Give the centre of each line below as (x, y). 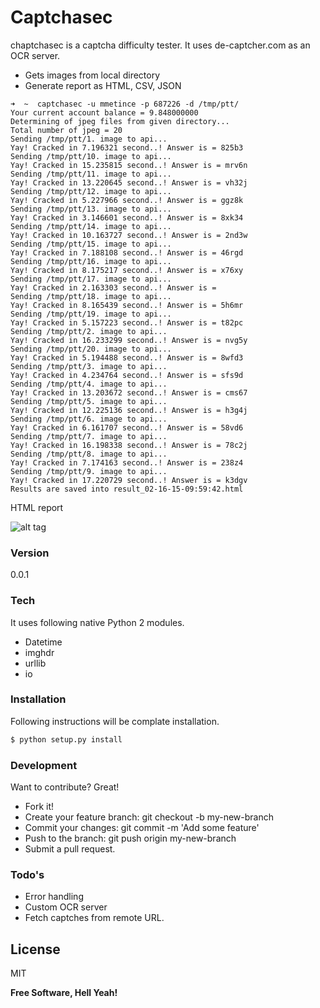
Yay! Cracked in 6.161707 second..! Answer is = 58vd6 (127, 427)
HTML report (37, 507)
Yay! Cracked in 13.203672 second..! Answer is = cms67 (129, 392)
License (35, 949)
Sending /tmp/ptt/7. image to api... (89, 436)
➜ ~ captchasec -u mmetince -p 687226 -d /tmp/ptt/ (125, 104)
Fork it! (39, 806)
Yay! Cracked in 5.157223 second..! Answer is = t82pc (127, 322)
